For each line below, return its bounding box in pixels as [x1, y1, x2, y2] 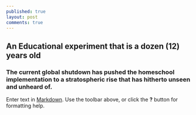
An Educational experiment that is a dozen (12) [6, 41, 180, 51]
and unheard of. [6, 83, 53, 91]
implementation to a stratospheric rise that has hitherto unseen [6, 75, 191, 83]
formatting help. [6, 102, 45, 109]
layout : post [6, 14, 38, 20]
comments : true [6, 19, 43, 25]
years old [6, 50, 41, 60]
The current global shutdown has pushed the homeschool [6, 68, 175, 76]
